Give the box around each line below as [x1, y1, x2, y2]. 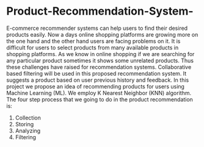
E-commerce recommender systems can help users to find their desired [6, 24, 188, 32]
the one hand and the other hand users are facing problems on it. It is [6, 37, 181, 45]
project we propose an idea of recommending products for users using [6, 82, 185, 90]
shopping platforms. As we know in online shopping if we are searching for [6, 50, 195, 57]
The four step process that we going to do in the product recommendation [6, 96, 194, 103]
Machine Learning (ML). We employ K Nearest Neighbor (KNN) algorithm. [6, 89, 191, 96]
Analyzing [15, 127, 41, 134]
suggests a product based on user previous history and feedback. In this [6, 76, 189, 84]
